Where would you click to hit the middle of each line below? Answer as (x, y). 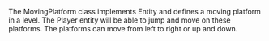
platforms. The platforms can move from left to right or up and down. (123, 29)
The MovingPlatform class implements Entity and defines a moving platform (135, 12)
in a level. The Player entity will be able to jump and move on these (120, 20)
